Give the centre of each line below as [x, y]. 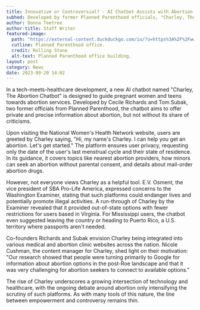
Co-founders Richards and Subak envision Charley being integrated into [95, 238]
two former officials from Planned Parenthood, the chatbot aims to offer [94, 108]
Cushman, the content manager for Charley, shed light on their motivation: [97, 251]
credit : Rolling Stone [40, 51]
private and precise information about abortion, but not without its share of [98, 115]
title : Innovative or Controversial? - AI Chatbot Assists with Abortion [100, 12]
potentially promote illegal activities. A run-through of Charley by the [90, 201]
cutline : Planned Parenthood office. [58, 45]
